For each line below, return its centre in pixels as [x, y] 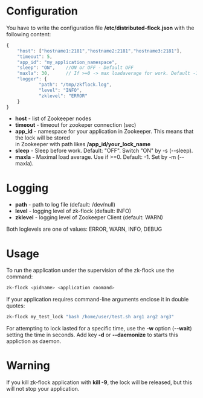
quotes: [16, 306]
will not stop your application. [43, 389]
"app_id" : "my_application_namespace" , [67, 62]
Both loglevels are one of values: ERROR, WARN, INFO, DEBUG [84, 229]
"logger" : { [32, 79]
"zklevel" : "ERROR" [63, 96]
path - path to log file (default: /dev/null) [65, 205]
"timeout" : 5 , [35, 56]
